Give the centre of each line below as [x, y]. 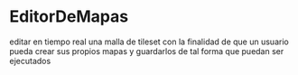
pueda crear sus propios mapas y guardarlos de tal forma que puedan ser [147, 51]
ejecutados [30, 61]
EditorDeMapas [69, 17]
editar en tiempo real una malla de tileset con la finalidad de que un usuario [149, 42]
